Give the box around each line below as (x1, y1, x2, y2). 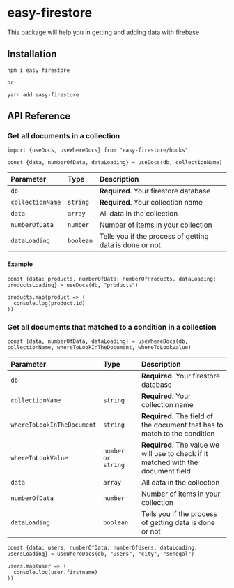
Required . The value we (141, 440, 220, 450)
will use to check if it (141, 448, 209, 458)
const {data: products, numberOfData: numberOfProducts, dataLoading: (7, 275, 217, 282)
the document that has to (141, 420, 224, 429)
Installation (7, 48, 57, 60)
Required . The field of (141, 411, 214, 420)
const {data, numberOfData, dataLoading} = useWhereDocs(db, (7, 337, 189, 345)
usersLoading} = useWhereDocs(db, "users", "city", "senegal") (7, 550, 195, 557)
